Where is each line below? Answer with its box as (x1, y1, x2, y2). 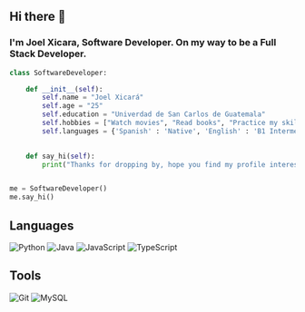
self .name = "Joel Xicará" (42, 93, 144, 102)
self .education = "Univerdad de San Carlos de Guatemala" (42, 110, 266, 119)
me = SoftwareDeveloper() (9, 184, 107, 193)
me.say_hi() (9, 192, 54, 202)
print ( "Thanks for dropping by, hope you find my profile (42, 160, 266, 169)
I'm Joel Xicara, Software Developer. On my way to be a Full (9, 36, 277, 49)
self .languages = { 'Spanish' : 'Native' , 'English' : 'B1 (42, 126, 266, 136)
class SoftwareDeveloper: (9, 68, 107, 77)
